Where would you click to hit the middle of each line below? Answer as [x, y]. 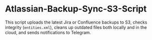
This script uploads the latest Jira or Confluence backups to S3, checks [76, 22]
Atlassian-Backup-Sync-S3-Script [76, 9]
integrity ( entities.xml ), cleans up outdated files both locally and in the [76, 27]
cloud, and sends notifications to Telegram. [48, 32]
